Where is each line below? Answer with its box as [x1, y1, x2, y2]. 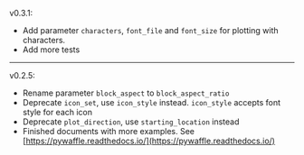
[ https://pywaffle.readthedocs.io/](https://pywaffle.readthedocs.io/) [22, 135, 276, 146]
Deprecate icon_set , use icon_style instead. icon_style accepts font [22, 97, 281, 107]
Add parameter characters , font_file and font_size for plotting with [22, 25, 279, 35]
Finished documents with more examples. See [22, 126, 195, 136]
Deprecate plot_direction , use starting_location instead [22, 116, 240, 127]
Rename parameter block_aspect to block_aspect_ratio [22, 87, 230, 98]
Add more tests [22, 44, 81, 55]
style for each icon [22, 107, 93, 117]
